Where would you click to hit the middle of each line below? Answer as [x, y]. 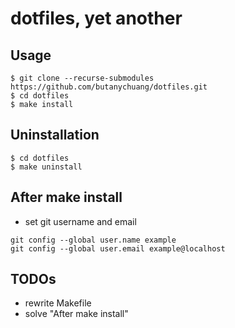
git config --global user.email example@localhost [118, 248]
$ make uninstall [46, 167]
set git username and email [80, 221]
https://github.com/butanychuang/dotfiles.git [109, 87]
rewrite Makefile [58, 303]
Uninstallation [55, 135]
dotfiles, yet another [96, 18]
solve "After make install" [76, 314]
